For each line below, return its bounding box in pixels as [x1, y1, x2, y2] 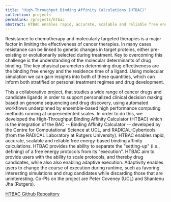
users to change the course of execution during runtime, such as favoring [5, 165, 160, 171]
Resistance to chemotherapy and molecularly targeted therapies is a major [5, 36, 161, 42]
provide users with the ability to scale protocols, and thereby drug [5, 154, 144, 160]
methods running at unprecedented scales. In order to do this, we [5, 111, 143, 117]
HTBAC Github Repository [5, 191, 60, 197]
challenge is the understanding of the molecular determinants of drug [5, 57, 151, 64]
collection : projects [5, 12, 51, 17]
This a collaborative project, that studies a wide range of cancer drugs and [5, 89, 162, 95]
